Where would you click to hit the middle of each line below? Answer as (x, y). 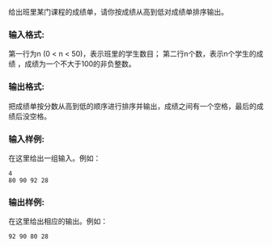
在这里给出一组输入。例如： (55, 158)
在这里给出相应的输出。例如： (58, 221)
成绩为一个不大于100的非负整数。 (80, 64)
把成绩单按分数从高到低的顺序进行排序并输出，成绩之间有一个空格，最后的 (132, 106)
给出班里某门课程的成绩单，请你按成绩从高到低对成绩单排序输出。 (118, 12)
